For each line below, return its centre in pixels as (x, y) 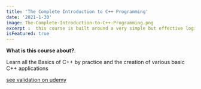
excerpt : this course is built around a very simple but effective (95, 28)
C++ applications (28, 68)
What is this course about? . (41, 50)
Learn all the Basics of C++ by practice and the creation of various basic (96, 62)
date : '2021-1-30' (29, 17)
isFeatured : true (28, 34)
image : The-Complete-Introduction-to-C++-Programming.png (80, 23)
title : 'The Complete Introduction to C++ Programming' (77, 12)
